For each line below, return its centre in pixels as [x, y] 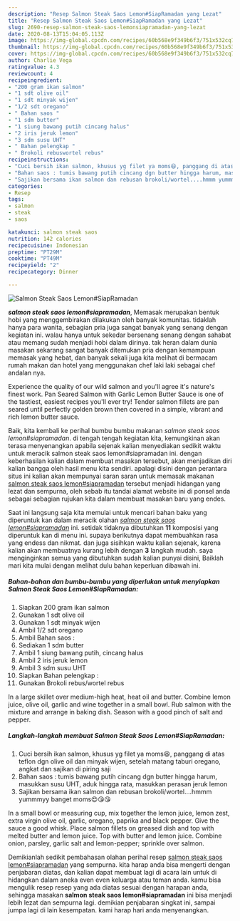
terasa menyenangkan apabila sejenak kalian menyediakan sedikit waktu [115, 445]
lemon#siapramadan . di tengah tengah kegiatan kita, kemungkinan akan [114, 438]
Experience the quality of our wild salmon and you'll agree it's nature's [111, 386]
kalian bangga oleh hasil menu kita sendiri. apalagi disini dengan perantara [118, 468]
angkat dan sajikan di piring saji [64, 769]
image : [18, 41]
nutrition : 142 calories [45, 239]
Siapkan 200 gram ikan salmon [64, 607]
